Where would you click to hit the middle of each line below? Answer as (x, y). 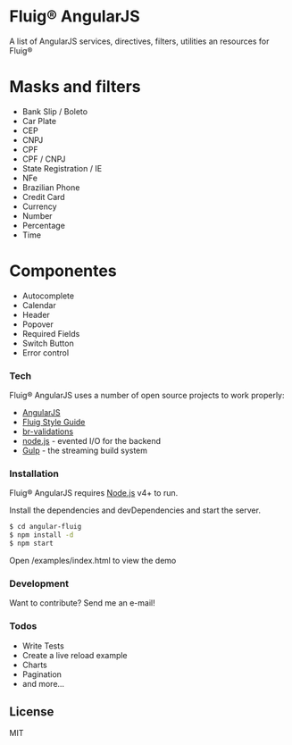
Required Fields (51, 333)
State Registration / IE (62, 168)
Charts (34, 665)
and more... (43, 683)
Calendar (39, 305)
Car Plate (39, 121)
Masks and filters (75, 87)
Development (39, 583)
